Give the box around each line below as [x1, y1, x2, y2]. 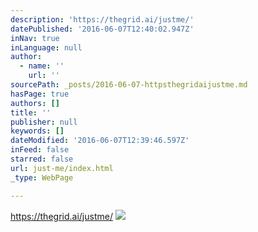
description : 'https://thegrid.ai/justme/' [10, 14, 195, 25]
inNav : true [10, 33, 60, 43]
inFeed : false [10, 145, 70, 155]
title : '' [10, 107, 52, 118]
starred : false [10, 154, 74, 164]
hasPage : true [10, 89, 70, 99]
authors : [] [10, 98, 60, 108]
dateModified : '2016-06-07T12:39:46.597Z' [10, 136, 190, 146]
